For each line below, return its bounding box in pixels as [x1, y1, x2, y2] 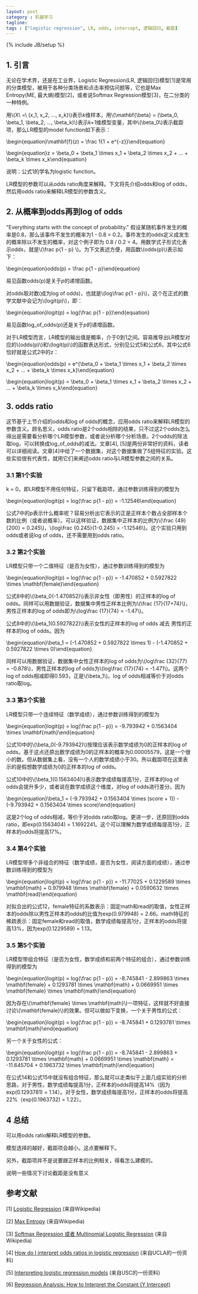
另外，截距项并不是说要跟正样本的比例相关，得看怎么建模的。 [6, 1156, 156, 1164]
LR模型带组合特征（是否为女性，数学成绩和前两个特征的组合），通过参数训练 [6, 955, 190, 963]
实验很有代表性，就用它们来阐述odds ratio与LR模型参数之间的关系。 [11, 454, 177, 461]
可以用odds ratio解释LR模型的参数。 [6, 1132, 94, 1139]
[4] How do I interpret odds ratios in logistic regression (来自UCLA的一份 [6, 1249, 183, 1256]
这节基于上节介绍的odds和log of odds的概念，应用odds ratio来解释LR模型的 [6, 418, 190, 425]
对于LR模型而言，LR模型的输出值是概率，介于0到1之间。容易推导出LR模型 [6, 333, 186, 340]
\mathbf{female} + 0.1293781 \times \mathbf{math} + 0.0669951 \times [6, 981, 179, 989]
